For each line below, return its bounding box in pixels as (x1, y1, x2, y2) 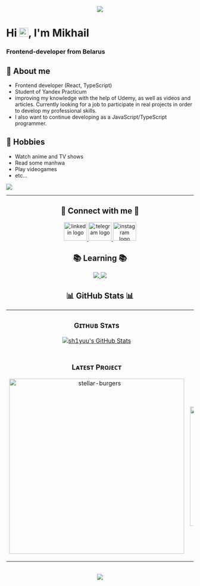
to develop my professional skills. (14, 107, 97, 114)
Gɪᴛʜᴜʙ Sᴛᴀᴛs (74, 321, 120, 330)
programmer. (14, 119, 47, 127)
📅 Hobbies (6, 137, 45, 147)
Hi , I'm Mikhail (6, 26, 89, 40)
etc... (14, 172, 28, 179)
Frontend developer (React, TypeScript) (14, 82, 112, 89)
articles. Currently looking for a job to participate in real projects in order (14, 101, 192, 108)
